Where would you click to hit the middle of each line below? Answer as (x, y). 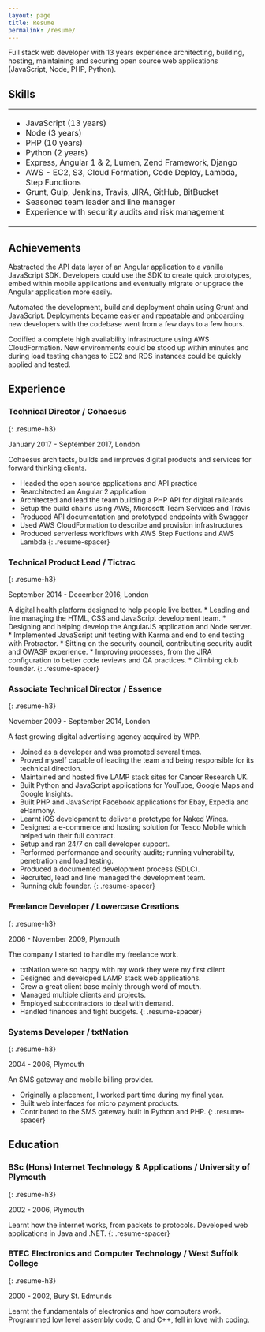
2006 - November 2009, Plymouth (64, 938)
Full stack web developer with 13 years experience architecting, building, (126, 53)
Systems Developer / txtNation (68, 1032)
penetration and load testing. (67, 861)
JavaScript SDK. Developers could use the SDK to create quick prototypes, (130, 275)
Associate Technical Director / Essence (85, 688)
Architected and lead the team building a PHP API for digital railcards (131, 500)
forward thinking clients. (47, 468)
